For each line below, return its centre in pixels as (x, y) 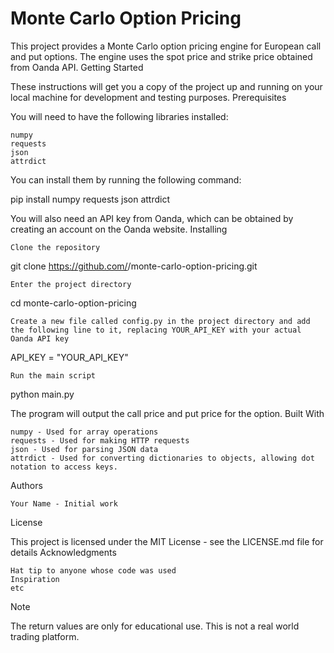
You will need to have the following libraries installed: (119, 116)
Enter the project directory (71, 284)
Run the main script (53, 375)
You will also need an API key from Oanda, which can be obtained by (152, 218)
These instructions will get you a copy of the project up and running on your (166, 86)
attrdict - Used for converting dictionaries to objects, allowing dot (162, 458)
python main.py (42, 394)
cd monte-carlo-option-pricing (73, 303)
